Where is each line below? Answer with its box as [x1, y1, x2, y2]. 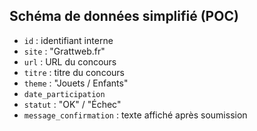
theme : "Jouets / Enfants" [23, 77, 129, 89]
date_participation [23, 89, 106, 99]
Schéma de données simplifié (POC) [9, 8, 239, 25]
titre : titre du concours [23, 66, 125, 78]
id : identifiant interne [23, 34, 114, 46]
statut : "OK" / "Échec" [23, 98, 122, 110]
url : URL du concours [23, 55, 117, 68]
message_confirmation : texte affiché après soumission [23, 109, 248, 121]
